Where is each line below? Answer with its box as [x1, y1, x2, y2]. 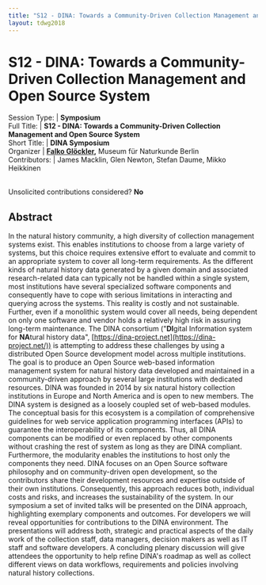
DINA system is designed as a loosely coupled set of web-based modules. [8, 400, 251, 409]
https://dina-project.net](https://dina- [93, 332, 216, 342]
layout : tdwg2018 [8, 19, 66, 27]
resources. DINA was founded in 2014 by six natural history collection [8, 383, 236, 392]
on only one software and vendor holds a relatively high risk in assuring [8, 315, 241, 325]
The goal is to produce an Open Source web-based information [8, 357, 215, 367]
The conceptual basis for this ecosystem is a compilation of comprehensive [8, 408, 255, 418]
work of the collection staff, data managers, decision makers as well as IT [8, 534, 248, 544]
